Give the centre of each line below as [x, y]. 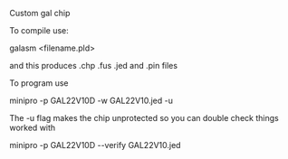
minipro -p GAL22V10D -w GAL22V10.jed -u [91, 100]
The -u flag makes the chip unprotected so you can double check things [144, 118]
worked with [33, 127]
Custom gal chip [40, 13]
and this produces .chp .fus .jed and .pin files [94, 65]
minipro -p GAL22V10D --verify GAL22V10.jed [95, 145]
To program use [39, 83]
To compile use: [39, 30]
